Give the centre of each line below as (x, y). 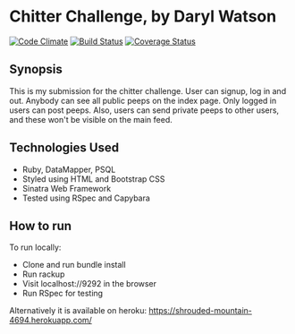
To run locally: (35, 247)
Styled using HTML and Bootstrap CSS (93, 179)
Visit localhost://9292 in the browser (89, 284)
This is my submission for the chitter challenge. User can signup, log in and (148, 90)
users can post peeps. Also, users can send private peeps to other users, (144, 110)
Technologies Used (64, 148)
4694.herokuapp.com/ (51, 321)
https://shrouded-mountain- (201, 311)
